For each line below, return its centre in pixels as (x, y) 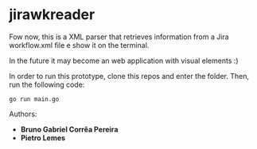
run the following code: (47, 84)
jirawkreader (52, 15)
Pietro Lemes (43, 138)
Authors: (23, 114)
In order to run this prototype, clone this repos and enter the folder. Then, (129, 76)
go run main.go (34, 99)
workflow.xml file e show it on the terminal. (79, 45)
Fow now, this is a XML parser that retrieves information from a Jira (119, 37)
